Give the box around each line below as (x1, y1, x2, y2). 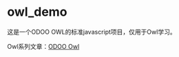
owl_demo (7, 4, 67, 20)
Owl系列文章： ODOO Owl (7, 42, 80, 50)
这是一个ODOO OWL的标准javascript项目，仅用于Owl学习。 (7, 27, 177, 36)
